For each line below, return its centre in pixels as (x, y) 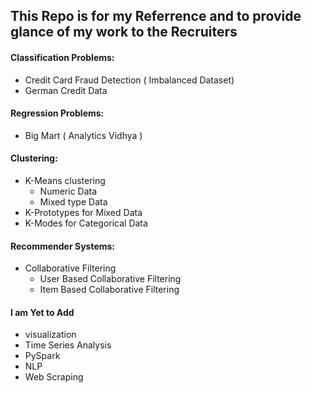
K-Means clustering (65, 180)
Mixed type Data (73, 202)
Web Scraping (54, 377)
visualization (50, 335)
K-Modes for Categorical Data (86, 223)
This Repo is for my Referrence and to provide (156, 16)
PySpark (42, 356)
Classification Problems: (62, 57)
